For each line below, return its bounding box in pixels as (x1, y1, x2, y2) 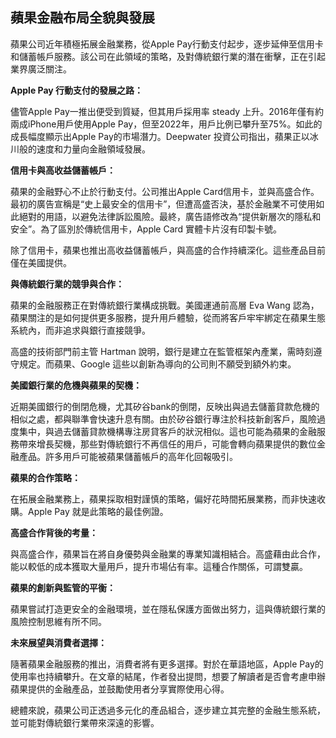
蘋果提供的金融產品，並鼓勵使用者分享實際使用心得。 (10, 683, 230, 695)
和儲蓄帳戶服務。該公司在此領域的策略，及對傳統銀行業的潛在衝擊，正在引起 (10, 50, 326, 62)
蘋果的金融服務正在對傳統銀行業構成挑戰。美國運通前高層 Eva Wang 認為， (10, 299, 320, 311)
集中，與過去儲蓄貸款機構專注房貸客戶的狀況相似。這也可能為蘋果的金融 (18, 425, 317, 437)
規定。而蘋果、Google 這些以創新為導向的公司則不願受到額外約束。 (18, 358, 297, 370)
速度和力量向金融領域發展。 (36, 143, 151, 155)
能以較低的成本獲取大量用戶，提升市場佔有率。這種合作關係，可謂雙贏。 (10, 560, 308, 572)
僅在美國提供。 (10, 256, 72, 268)
